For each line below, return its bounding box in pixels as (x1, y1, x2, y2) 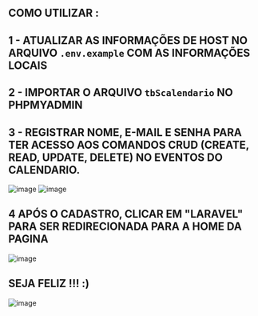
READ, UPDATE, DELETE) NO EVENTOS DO (8, 150, 224, 164)
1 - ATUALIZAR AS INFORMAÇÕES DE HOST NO (8, 34, 248, 47)
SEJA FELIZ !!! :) (8, 277, 89, 290)
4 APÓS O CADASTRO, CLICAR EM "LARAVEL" (8, 207, 244, 221)
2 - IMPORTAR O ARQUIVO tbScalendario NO (8, 86, 233, 99)
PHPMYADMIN (8, 98, 83, 112)
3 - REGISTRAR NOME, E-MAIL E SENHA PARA (8, 126, 242, 139)
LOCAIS (8, 58, 48, 72)
